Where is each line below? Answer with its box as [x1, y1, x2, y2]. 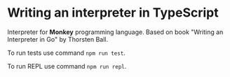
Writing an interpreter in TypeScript [7, 5, 219, 21]
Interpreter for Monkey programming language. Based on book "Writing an [7, 28, 224, 36]
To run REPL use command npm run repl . [7, 62, 127, 70]
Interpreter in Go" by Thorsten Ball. [7, 35, 109, 43]
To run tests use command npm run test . [7, 49, 126, 57]
